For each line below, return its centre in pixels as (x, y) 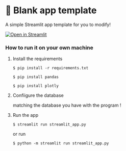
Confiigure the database (38, 95)
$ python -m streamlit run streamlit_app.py (61, 143)
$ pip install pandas (35, 77)
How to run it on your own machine (49, 47)
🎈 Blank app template (51, 10)
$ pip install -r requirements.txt (51, 68)
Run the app (26, 115)
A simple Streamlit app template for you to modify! (58, 24)
